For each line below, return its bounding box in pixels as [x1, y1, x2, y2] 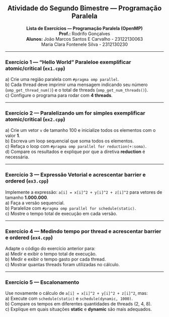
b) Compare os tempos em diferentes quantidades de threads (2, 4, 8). [5, 301, 152, 307]
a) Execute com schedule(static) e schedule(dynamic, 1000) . [5, 295, 133, 301]
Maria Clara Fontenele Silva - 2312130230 [41, 41, 128, 47]
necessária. [5, 154, 29, 160]
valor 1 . [5, 133, 20, 139]
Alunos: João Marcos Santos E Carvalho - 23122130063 [26, 36, 143, 42]
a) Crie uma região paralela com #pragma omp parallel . [5, 76, 120, 83]
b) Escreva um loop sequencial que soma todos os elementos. [5, 138, 134, 144]
